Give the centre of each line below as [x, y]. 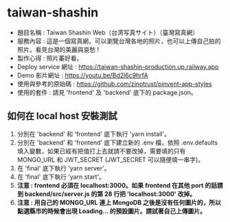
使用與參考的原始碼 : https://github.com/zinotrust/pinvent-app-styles [114, 84]
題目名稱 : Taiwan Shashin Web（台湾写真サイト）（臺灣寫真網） [108, 32]
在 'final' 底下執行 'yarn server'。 [64, 168]
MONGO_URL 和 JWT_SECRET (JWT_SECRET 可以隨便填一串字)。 [111, 160]
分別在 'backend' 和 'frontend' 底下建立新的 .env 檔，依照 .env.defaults [117, 143]
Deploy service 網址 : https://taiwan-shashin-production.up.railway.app [118, 66]
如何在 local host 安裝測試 [62, 116]
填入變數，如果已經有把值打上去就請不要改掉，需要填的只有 [101, 151]
